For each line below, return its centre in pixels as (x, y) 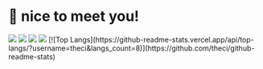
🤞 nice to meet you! (74, 16)
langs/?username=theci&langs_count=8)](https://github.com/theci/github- (131, 48)
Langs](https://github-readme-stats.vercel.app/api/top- (162, 39)
